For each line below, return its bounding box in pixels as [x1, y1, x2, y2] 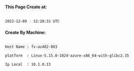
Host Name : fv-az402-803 [5, 44, 57, 50]
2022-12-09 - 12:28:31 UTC [5, 19, 60, 24]
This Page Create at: [5, 4, 47, 10]
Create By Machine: [5, 29, 46, 35]
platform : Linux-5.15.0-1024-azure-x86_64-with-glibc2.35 [5, 53, 130, 58]
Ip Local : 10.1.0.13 [5, 62, 51, 67]
